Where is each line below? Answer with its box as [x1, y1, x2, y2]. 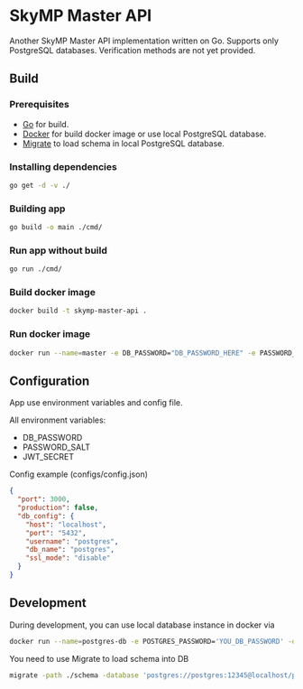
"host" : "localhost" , [25, 520, 106, 529]
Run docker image [9, 328, 91, 340]
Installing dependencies [9, 160, 117, 172]
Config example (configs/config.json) [9, 469, 149, 480]
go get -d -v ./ [9, 181, 70, 190]
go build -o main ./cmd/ [9, 223, 103, 232]
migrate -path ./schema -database [9, 670, 140, 680]
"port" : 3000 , [17, 495, 70, 504]
